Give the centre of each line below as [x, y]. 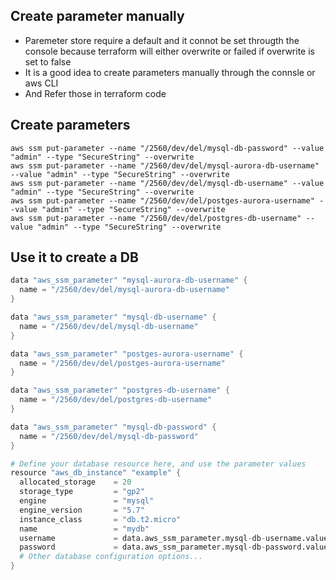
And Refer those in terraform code [95, 93]
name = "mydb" [84, 529]
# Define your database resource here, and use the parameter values [158, 464]
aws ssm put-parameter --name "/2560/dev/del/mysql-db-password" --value [167, 148]
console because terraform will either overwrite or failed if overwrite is [169, 51]
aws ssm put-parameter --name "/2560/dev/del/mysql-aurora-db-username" [165, 165]
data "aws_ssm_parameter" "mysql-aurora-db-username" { [129, 280]
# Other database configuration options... [111, 557]
